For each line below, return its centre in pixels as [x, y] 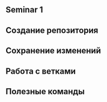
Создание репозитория [52, 30]
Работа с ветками [41, 71]
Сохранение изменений [53, 51]
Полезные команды [45, 91]
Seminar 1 [24, 10]
